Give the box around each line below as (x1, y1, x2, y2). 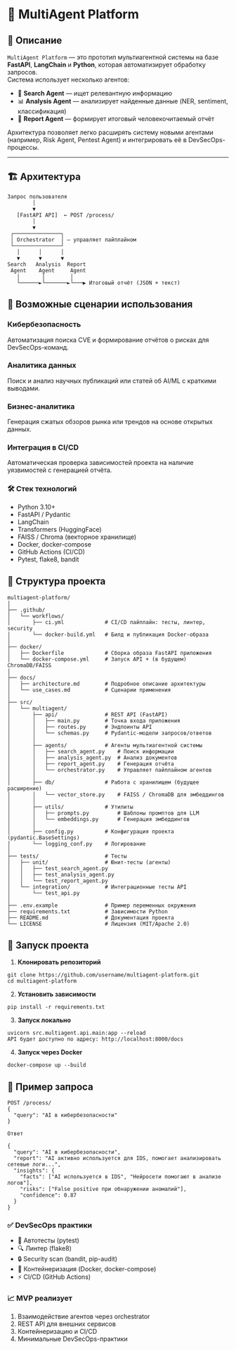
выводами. (7, 383, 41, 393)
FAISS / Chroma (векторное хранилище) (17, 533, 137, 541)
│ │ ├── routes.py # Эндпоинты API (7, 723, 152, 730)
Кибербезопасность (7, 319, 81, 329)
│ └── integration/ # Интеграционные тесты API (7, 883, 188, 891)
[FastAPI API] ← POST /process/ (16, 211, 114, 219)
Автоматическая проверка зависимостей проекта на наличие (7, 459, 194, 467)
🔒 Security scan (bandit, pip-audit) (17, 1255, 118, 1263)
